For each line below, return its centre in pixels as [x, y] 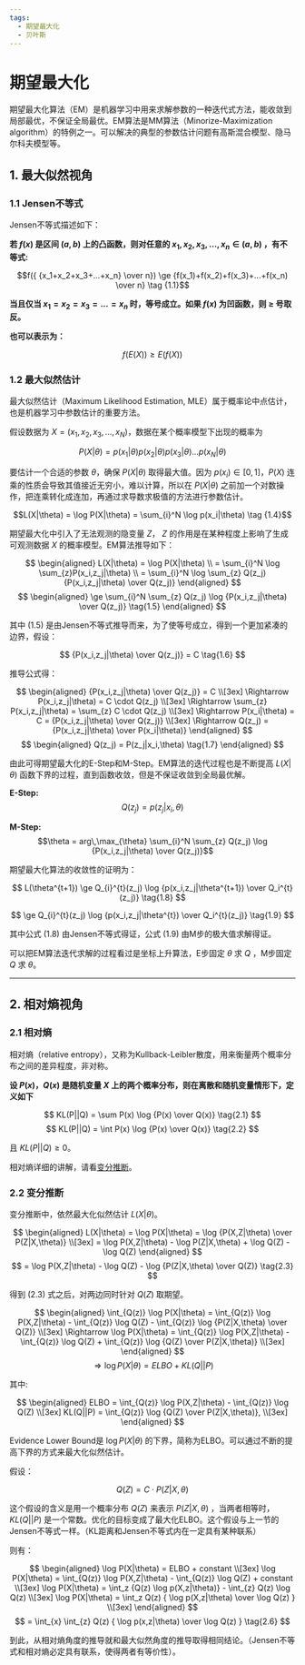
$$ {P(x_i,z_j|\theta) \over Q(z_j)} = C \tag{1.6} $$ [152, 655]
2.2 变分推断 [37, 1193]
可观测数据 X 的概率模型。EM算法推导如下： [92, 545]
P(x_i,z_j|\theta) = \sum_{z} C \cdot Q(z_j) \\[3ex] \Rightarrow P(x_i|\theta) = [152, 711]
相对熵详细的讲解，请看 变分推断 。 [73, 1166]
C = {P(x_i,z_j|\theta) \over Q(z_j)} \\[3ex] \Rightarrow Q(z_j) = [152, 721]
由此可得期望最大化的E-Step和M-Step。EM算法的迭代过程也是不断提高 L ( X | [151, 763]
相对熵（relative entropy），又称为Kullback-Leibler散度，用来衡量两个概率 [147, 1054]
